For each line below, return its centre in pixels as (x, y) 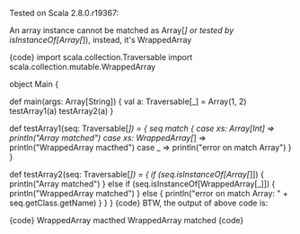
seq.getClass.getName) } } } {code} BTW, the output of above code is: (139, 203)
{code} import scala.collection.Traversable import (101, 57)
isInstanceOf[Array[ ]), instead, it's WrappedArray (101, 40)
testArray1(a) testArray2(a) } (62, 111)
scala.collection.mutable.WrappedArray (83, 67)
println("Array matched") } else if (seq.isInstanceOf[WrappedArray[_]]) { (142, 184)
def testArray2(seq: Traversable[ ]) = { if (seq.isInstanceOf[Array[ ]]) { (137, 174)
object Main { (34, 84)
